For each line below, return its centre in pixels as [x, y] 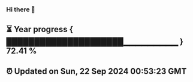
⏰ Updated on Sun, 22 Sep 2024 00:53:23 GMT [96, 71]
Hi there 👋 [21, 10]
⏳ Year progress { [40, 29]
